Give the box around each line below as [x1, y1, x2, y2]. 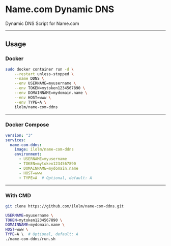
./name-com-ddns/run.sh [5, 236, 56, 242]
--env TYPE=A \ [14, 100, 47, 105]
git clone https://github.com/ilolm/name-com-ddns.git [5, 203, 124, 209]
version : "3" [5, 133, 33, 138]
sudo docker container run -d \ [5, 67, 74, 72]
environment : [14, 151, 42, 157]
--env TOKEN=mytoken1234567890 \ [14, 85, 85, 91]
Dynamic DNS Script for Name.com [5, 20, 80, 26]
